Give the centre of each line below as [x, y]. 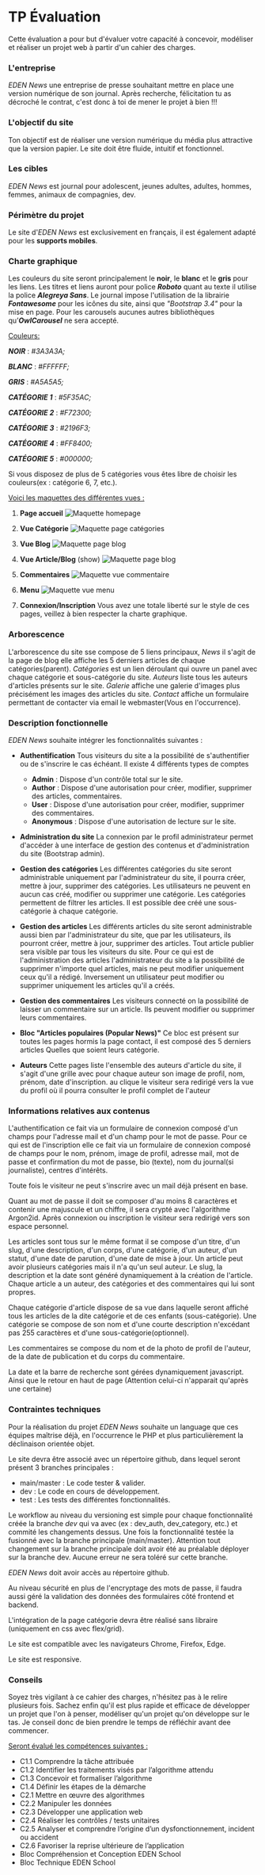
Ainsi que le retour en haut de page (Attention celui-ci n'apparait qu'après [129, 1380]
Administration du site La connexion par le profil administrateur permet [136, 837]
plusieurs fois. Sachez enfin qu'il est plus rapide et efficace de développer [129, 1705]
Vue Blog [35, 544]
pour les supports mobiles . [53, 241]
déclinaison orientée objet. [51, 1444]
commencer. [28, 1730]
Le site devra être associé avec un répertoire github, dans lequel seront [125, 1459]
